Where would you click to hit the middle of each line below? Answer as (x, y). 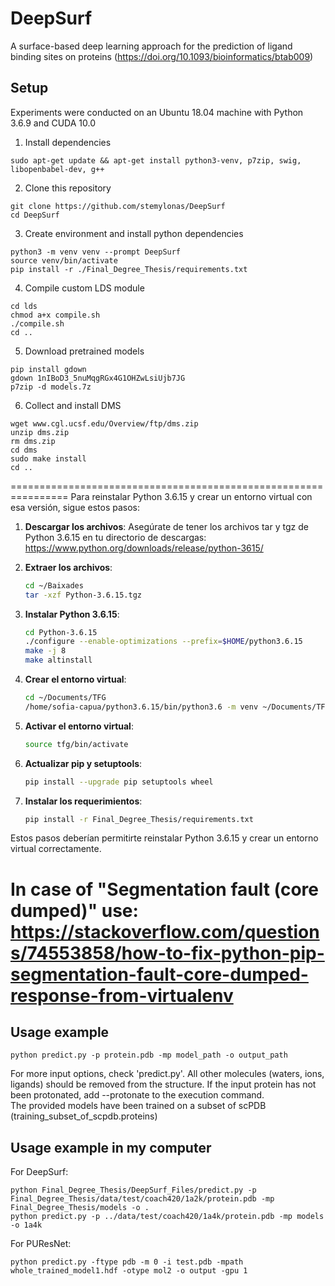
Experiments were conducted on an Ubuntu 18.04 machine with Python (157, 112)
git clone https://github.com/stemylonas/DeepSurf (118, 206)
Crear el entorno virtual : (75, 679)
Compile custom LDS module (84, 288)
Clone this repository (68, 188)
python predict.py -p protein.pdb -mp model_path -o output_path (149, 1055)
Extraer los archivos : (68, 567)
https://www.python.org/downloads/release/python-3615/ (144, 548)
